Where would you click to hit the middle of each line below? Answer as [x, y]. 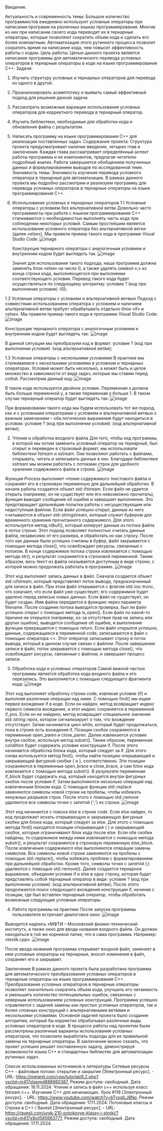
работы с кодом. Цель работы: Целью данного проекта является [72, 53]
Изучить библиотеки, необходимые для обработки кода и [72, 122]
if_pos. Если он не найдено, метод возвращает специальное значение [78, 714]
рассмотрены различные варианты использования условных [69, 1031]
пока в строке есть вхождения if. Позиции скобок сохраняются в [73, 730]
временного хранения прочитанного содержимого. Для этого [70, 520]
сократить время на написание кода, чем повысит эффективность [74, 48]
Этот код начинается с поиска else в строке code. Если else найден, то [79, 812]
